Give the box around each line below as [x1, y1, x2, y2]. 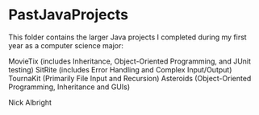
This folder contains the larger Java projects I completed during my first [8, 32, 248, 42]
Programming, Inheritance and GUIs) [8, 82, 131, 92]
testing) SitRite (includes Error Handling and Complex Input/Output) [8, 64, 232, 74]
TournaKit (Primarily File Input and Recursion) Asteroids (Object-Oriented [8, 73, 252, 83]
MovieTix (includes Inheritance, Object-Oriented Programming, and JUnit [8, 56, 252, 66]
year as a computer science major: [8, 40, 123, 50]
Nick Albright [8, 97, 52, 107]
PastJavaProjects [8, 6, 129, 24]
